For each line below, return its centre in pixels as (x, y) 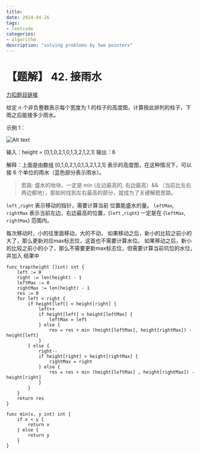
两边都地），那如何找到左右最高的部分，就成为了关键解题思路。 (98, 192)
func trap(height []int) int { (45, 267)
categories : (21, 34)
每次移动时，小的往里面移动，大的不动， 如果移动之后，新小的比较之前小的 (99, 233)
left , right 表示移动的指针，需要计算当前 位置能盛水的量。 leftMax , (90, 205)
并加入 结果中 (23, 255)
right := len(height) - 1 (50, 277)
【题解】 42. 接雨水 (54, 77)
